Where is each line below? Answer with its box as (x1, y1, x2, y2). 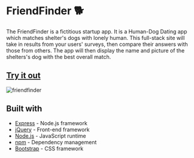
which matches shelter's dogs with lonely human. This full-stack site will (6, 34, 185, 41)
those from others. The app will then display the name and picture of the (6, 47, 185, 54)
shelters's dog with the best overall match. (6, 53, 111, 60)
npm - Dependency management (14, 138, 97, 145)
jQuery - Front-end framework (14, 126, 90, 133)
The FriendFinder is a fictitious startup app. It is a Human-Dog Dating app (6, 27, 187, 35)
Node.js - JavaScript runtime (14, 132, 87, 140)
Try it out (6, 70, 41, 80)
